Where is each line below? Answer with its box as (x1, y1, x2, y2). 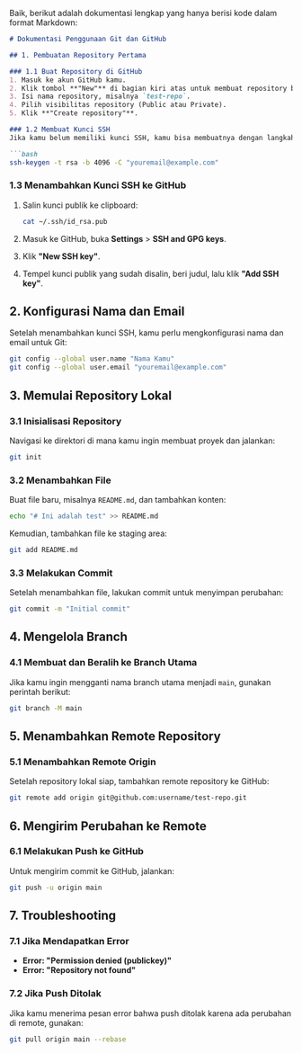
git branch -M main (9, 703, 83, 713)
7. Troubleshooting (9, 908, 117, 924)
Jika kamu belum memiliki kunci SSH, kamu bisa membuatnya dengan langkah (9, 133, 296, 142)
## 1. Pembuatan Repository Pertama (9, 50, 147, 59)
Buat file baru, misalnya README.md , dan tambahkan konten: (9, 495, 226, 505)
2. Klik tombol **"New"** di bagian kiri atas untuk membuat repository (9, 84, 288, 93)
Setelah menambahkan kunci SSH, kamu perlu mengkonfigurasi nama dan (9, 327, 284, 338)
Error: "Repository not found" (22, 965, 137, 976)
